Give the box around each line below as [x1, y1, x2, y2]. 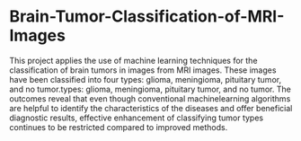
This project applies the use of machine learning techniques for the [9, 55, 258, 66]
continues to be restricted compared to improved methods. [9, 121, 228, 132]
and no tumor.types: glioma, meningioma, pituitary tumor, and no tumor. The [9, 84, 292, 94]
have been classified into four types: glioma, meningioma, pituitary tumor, [9, 74, 281, 84]
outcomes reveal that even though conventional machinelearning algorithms [9, 93, 291, 104]
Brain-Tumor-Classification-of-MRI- [9, 6, 285, 27]
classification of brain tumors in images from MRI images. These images [9, 65, 277, 75]
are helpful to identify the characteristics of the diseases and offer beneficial [9, 102, 293, 113]
